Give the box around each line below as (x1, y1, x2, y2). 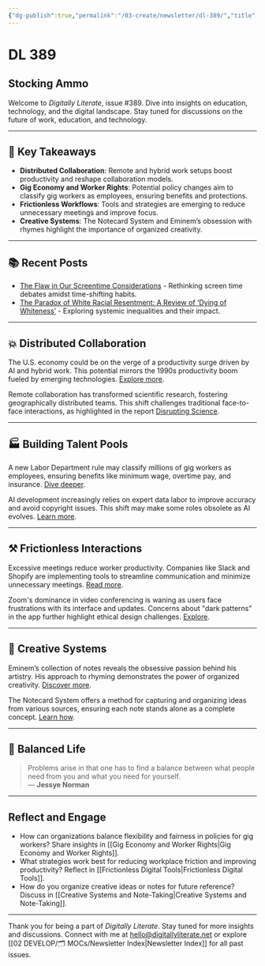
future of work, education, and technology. (8, 115, 147, 124)
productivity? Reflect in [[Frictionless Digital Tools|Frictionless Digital (19, 865, 243, 874)
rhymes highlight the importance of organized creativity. (19, 225, 203, 234)
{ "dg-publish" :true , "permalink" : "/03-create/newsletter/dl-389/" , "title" (8, 11, 256, 20)
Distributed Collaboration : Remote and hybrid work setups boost (19, 166, 233, 175)
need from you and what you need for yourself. (27, 772, 181, 781)
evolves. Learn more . (8, 511, 77, 521)
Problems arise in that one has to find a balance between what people (27, 764, 255, 773)
